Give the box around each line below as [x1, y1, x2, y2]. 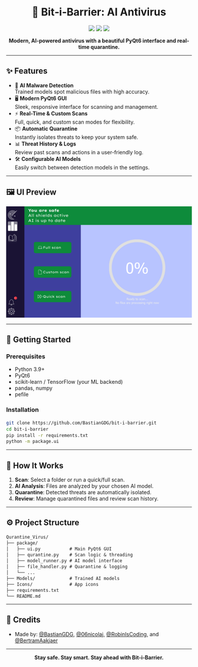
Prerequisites [6, 352, 45, 361]
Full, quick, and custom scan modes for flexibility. [14, 118, 135, 125]
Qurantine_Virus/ [6, 534, 49, 540]
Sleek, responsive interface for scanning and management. [14, 103, 159, 110]
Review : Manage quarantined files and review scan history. [14, 495, 159, 502]
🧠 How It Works [6, 461, 64, 471]
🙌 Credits [6, 615, 41, 625]
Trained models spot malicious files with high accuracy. [14, 88, 150, 95]
